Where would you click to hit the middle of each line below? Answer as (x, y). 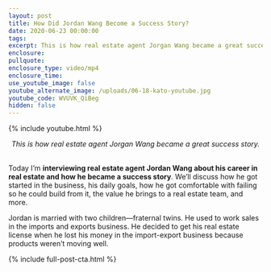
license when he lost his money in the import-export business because (126, 235)
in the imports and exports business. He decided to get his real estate (124, 227)
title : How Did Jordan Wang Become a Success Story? (99, 23)
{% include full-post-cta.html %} (63, 259)
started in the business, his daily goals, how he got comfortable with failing (133, 185)
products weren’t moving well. (58, 244)
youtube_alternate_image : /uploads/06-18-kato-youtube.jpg (110, 91)
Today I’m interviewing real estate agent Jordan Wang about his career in (133, 168)
